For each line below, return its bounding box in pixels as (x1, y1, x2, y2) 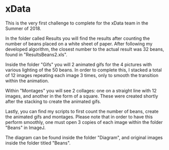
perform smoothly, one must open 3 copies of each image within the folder (5, 119, 163, 125)
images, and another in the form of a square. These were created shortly (5, 93, 158, 99)
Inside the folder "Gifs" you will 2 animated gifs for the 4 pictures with (5, 61, 152, 67)
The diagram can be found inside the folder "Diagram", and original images (5, 134, 163, 140)
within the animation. (5, 78, 50, 84)
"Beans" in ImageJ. (5, 124, 46, 131)
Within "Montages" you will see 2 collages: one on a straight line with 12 (5, 87, 157, 93)
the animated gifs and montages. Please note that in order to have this (5, 113, 153, 120)
